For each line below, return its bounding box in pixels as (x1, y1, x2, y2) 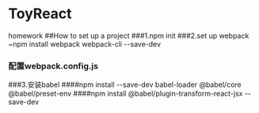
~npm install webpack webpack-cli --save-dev (8, 39, 161, 48)
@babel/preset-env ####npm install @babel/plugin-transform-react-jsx (8, 89, 243, 99)
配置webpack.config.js (8, 60, 99, 71)
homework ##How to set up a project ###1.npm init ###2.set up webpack (8, 31, 249, 40)
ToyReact (8, 5, 73, 23)
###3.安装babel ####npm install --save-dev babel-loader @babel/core (8, 80, 242, 89)
